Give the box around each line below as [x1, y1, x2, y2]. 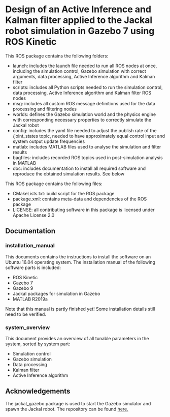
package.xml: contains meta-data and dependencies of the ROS [12, 196, 147, 202]
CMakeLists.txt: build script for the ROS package [12, 190, 115, 196]
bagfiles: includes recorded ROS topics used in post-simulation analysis [12, 154, 163, 161]
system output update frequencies [12, 138, 85, 144]
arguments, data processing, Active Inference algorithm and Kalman [12, 73, 155, 79]
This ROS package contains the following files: [5, 181, 103, 187]
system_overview [5, 324, 50, 331]
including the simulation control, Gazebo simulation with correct [12, 68, 146, 74]
